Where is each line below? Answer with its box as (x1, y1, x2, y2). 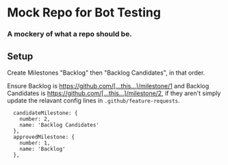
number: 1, (19, 139, 51, 147)
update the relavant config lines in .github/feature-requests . (7, 96, 180, 104)
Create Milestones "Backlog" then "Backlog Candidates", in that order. (7, 68, 205, 77)
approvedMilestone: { (13, 134, 75, 140)
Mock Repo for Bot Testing (7, 5, 161, 21)
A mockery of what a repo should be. (7, 29, 132, 39)
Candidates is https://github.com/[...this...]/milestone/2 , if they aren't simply (7, 89, 221, 97)
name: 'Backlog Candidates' (19, 121, 99, 128)
